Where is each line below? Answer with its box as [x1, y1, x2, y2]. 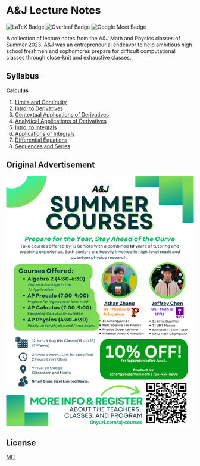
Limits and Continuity [14, 98, 67, 105]
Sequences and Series [14, 142, 70, 149]
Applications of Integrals [14, 130, 75, 137]
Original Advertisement [6, 160, 95, 170]
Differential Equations [14, 136, 68, 143]
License [6, 437, 36, 448]
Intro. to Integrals [14, 123, 57, 131]
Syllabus [6, 71, 40, 81]
